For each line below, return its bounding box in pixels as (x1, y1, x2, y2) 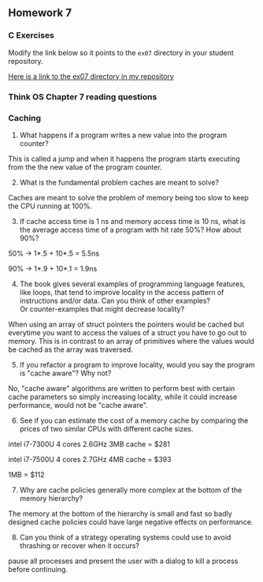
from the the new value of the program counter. (8, 162, 163, 172)
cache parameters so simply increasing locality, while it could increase (8, 392, 238, 401)
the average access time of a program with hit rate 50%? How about (19, 225, 242, 234)
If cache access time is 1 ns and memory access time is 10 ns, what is (19, 216, 246, 226)
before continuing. (8, 564, 69, 574)
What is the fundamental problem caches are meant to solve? (19, 177, 219, 187)
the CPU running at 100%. (8, 201, 93, 211)
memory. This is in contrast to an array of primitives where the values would (8, 336, 254, 345)
